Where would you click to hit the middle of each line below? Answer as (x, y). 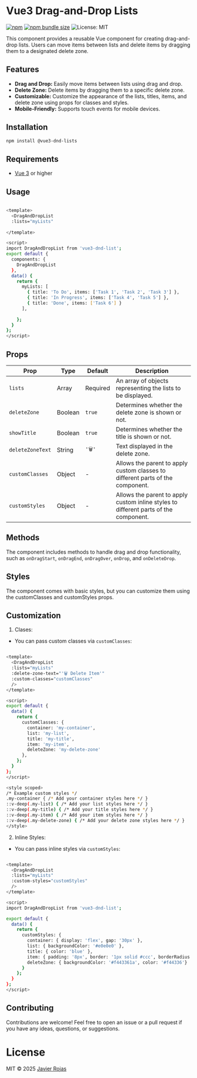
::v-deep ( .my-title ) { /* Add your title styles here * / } (80, 810)
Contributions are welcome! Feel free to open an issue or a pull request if (94, 1022)
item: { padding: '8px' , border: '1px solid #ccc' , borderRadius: (110, 957)
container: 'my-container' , (61, 728)
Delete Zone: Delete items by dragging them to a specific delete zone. (99, 90)
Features (23, 70)
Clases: (24, 630)
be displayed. (134, 395)
